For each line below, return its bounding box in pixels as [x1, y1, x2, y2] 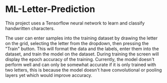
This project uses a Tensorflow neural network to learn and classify [5, 20, 145, 26]
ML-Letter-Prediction [5, 3, 96, 15]
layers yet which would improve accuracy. [5, 72, 93, 78]
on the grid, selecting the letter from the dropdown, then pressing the [5, 40, 149, 46]
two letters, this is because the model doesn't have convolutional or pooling [5, 66, 162, 73]
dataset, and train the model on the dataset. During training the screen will [5, 51, 159, 57]
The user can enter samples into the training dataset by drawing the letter [5, 35, 158, 41]
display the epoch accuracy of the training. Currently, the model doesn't [5, 56, 154, 62]
